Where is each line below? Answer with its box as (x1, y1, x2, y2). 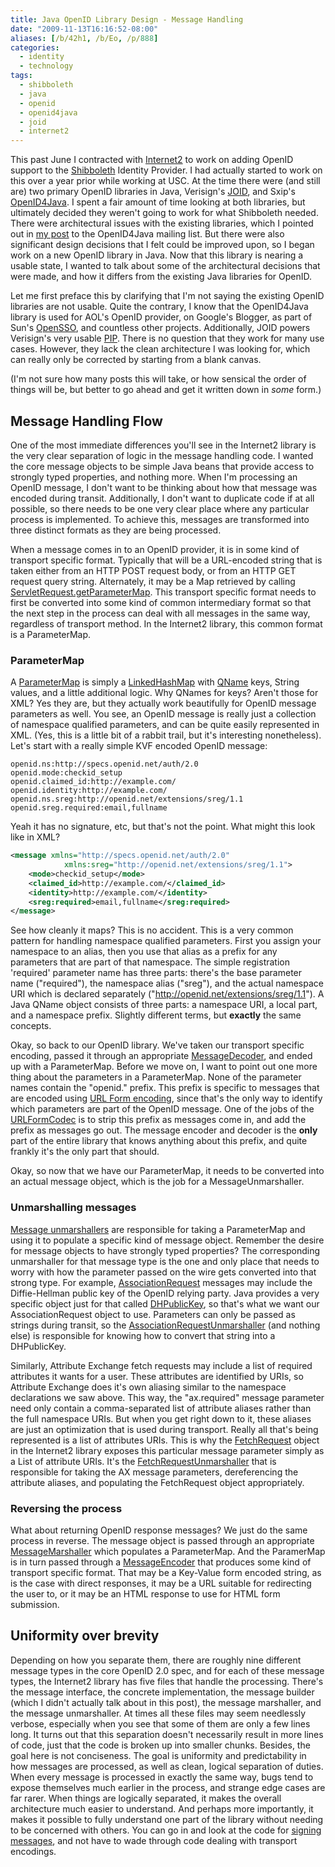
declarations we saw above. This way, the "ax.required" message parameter (10, 1391, 325, 1403)
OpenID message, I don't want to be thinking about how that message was (10, 481, 318, 493)
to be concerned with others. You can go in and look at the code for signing (10, 1824, 322, 1836)
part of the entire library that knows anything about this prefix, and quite (10, 1135, 308, 1147)
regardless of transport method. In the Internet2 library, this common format (10, 617, 323, 630)
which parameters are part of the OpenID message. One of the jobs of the (10, 1103, 315, 1115)
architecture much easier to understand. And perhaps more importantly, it (10, 1802, 314, 1815)
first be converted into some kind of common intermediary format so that (10, 596, 312, 608)
